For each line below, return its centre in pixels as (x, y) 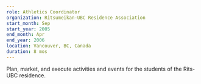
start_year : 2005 (28, 29)
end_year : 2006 (26, 40)
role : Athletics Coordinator (43, 12)
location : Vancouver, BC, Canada (49, 46)
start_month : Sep (28, 23)
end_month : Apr (26, 35)
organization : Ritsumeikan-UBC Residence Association (76, 18)
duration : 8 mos (27, 52)
